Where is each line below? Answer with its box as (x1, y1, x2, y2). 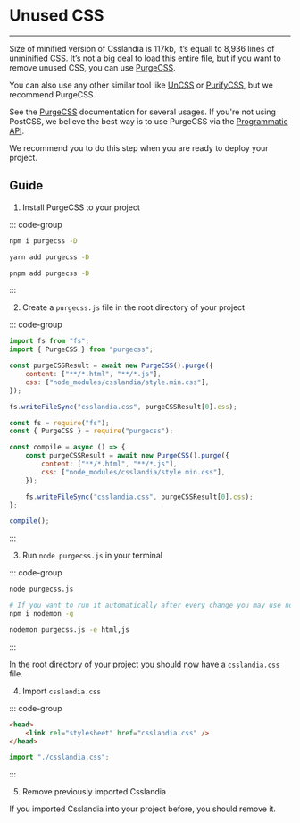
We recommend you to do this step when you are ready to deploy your (9, 142, 270, 153)
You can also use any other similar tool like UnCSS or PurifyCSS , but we (9, 80, 274, 90)
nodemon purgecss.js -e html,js (9, 625, 129, 634)
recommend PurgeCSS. (9, 88, 96, 99)
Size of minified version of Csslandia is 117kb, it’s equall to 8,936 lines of (9, 43, 275, 54)
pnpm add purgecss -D (9, 269, 90, 278)
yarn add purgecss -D (9, 252, 90, 262)
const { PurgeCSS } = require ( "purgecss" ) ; (9, 426, 174, 436)
